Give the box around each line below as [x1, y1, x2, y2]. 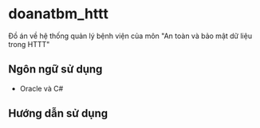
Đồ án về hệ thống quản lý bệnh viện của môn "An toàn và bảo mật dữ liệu [8, 31, 253, 41]
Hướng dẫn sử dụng [8, 107, 108, 120]
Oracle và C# [19, 83, 64, 93]
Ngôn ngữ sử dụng [8, 63, 103, 76]
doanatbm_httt [8, 5, 109, 23]
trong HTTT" [8, 39, 50, 48]
